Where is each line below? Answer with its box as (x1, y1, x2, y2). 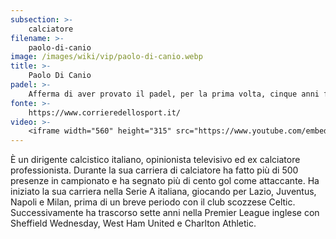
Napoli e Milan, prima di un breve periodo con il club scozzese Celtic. (10, 196, 296, 208)
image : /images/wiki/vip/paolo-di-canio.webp (10, 52, 203, 62)
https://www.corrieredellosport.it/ (28, 107, 182, 118)
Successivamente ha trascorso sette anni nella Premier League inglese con (10, 207, 320, 219)
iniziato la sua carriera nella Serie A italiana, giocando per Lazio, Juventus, (10, 186, 317, 198)
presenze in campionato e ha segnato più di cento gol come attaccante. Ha (10, 175, 320, 187)
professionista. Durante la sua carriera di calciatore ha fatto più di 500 (10, 164, 299, 176)
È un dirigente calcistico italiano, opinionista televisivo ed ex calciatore (10, 154, 301, 166)
